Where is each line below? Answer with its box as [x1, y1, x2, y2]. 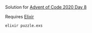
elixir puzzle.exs [5, 23, 43, 28]
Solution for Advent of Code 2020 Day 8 [5, 4, 87, 10]
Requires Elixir [5, 14, 34, 19]
